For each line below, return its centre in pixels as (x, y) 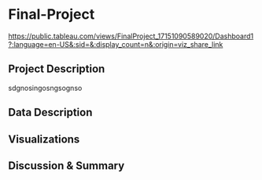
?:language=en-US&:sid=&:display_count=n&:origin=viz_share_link (116, 44)
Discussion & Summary (66, 166)
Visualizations (44, 139)
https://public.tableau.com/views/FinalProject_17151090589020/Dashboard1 (131, 36)
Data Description (50, 112)
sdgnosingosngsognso (45, 88)
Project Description (57, 69)
